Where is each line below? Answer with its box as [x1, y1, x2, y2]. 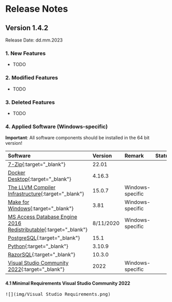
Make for [8, 199, 30, 206]
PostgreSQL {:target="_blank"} [8, 234, 80, 242]
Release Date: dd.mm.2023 [5, 37, 63, 43]
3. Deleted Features [5, 98, 55, 105]
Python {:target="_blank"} [8, 243, 69, 250]
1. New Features [5, 50, 46, 57]
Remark [124, 152, 144, 159]
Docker [8, 169, 26, 177]
